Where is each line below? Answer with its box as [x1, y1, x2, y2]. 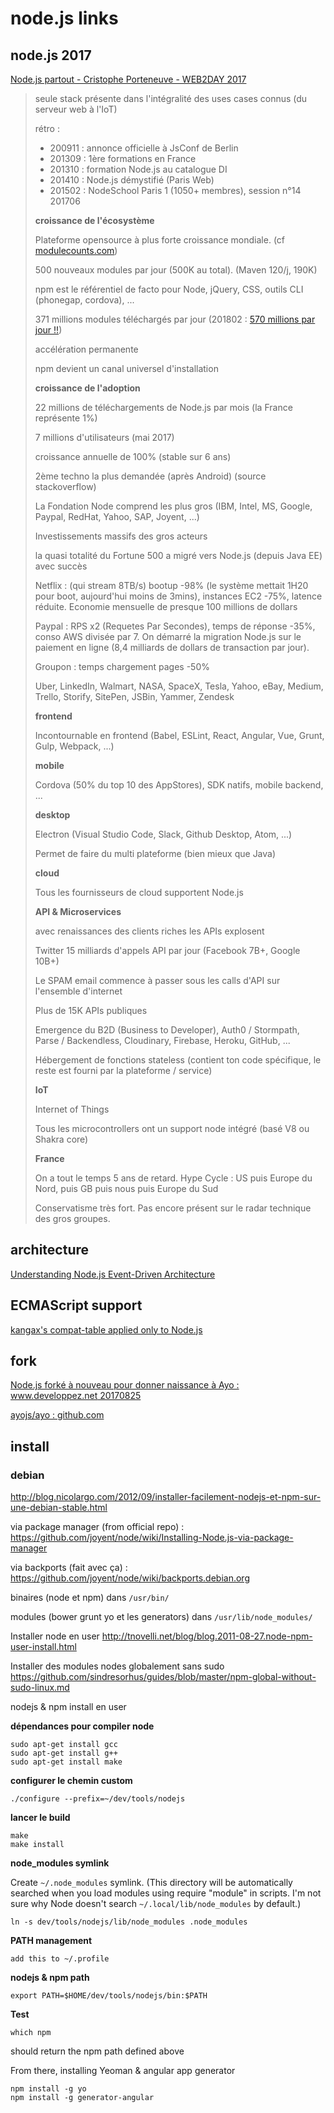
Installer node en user [10, 1630, 100, 1642]
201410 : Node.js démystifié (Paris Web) [49, 174, 215, 186]
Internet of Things [34, 1103, 110, 1115]
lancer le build [10, 1812, 71, 1824]
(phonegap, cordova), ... [34, 294, 135, 306]
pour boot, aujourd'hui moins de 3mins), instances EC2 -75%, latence [34, 590, 323, 602]
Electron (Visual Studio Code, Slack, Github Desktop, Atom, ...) [34, 828, 293, 840]
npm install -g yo [10, 2084, 87, 2094]
